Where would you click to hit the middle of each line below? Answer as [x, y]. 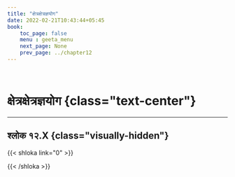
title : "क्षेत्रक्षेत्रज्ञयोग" [33, 14]
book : [15, 27]
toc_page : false [44, 33]
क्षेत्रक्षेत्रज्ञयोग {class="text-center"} [102, 101]
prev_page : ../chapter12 [56, 53]
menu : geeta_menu [47, 40]
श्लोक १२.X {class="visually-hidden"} [88, 136]
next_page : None [44, 46]
